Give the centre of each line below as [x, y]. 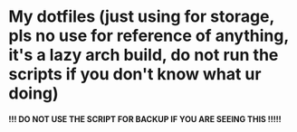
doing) [34, 94]
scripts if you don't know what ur [135, 75]
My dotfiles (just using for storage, [142, 17]
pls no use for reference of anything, [148, 36]
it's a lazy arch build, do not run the [144, 55]
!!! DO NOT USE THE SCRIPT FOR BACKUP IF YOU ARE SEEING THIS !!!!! [145, 118]
